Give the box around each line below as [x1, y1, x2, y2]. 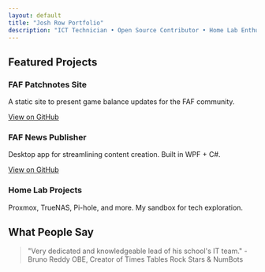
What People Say [8, 225, 95, 239]
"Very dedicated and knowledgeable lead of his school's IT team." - [27, 246, 248, 256]
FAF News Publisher [8, 132, 87, 143]
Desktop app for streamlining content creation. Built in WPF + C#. [8, 150, 221, 159]
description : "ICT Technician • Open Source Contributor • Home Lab [8, 26, 238, 34]
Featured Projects [8, 55, 98, 69]
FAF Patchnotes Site [8, 79, 87, 90]
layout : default [8, 11, 62, 20]
